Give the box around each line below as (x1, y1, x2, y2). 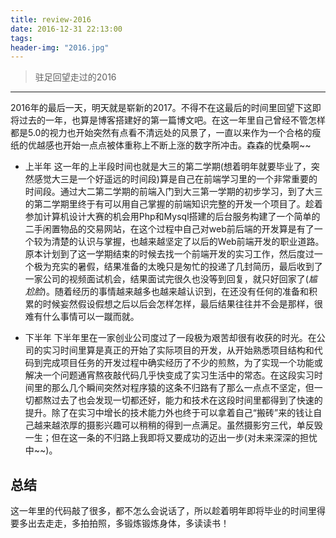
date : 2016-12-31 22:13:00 (10, 24, 123, 34)
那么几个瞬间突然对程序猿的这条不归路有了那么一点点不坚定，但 (51, 382, 315, 394)
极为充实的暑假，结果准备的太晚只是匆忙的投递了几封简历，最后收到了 (33, 261, 323, 273)
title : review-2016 (10, 14, 92, 25)
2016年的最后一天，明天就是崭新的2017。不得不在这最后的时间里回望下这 (10, 102, 313, 114)
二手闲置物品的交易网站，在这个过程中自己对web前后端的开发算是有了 (24, 223, 315, 235)
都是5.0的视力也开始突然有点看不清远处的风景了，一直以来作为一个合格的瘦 (10, 127, 322, 139)
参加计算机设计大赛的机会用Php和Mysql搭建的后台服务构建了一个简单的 (24, 211, 321, 223)
